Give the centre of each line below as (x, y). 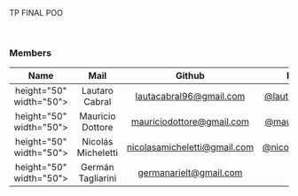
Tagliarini (98, 178)
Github (191, 76)
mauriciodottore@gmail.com (191, 122)
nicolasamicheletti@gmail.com (190, 147)
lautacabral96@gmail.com (190, 97)
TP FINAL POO (36, 13)
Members (30, 52)
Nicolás (98, 142)
